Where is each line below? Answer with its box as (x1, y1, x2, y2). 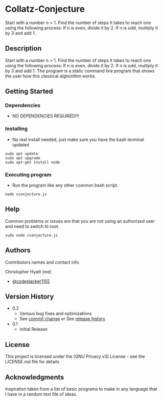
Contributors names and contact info (5, 259, 79, 265)
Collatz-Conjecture (5, 3, 85, 15)
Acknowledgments (5, 373, 65, 381)
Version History (5, 293, 54, 301)
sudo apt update (5, 151, 38, 156)
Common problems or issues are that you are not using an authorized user (5, 218, 155, 224)
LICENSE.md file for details (5, 359, 60, 365)
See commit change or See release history (19, 316, 106, 322)
